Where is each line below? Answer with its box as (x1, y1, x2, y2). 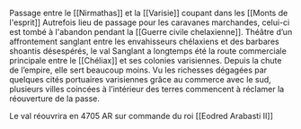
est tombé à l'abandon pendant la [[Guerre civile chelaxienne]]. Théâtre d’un (9, 27, 293, 37)
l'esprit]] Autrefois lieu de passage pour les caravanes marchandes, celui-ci (9, 17, 290, 28)
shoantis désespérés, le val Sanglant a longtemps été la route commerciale (9, 46, 288, 56)
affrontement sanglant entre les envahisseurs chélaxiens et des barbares (9, 36, 280, 47)
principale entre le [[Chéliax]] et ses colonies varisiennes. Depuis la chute (9, 56, 282, 65)
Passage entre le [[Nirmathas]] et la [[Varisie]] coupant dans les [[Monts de (9, 8, 288, 18)
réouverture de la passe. (9, 93, 101, 104)
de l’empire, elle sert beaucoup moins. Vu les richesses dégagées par (9, 64, 268, 75)
